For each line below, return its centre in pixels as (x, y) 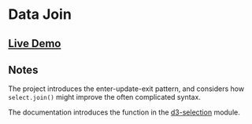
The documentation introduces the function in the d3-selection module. (124, 112)
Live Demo (35, 44)
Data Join (40, 15)
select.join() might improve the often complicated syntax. (104, 97)
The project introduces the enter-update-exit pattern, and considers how (126, 89)
